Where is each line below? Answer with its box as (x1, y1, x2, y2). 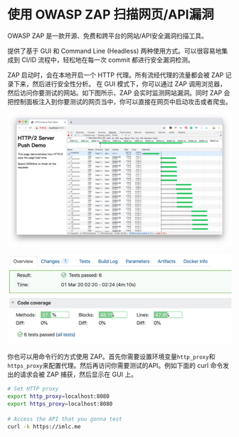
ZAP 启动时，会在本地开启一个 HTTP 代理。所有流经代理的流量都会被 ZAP (7, 71, 224, 79)
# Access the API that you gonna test (7, 415, 122, 423)
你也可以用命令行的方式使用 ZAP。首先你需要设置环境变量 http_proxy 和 (7, 352, 216, 361)
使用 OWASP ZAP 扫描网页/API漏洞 (7, 6, 215, 23)
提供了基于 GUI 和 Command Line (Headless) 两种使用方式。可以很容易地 (7, 46, 222, 55)
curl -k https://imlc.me (7, 423, 81, 430)
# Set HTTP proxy (7, 386, 59, 393)
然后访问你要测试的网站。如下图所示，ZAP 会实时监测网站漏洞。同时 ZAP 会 (7, 88, 230, 97)
